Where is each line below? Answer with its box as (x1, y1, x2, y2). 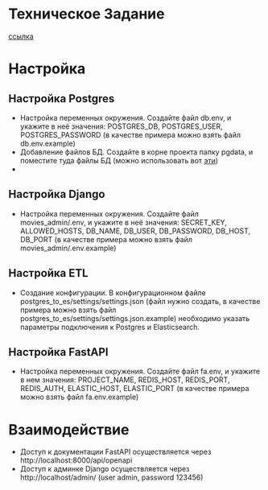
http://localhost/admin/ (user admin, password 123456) (19, 472, 204, 483)
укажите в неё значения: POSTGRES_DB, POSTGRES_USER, (19, 121, 223, 131)
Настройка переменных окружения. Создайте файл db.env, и (19, 113, 232, 122)
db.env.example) (19, 138, 76, 148)
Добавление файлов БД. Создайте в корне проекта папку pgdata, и (19, 146, 254, 157)
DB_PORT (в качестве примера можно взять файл (19, 234, 193, 244)
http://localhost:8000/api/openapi (19, 455, 133, 465)
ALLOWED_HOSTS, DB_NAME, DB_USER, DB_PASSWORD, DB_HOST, (19, 226, 251, 236)
